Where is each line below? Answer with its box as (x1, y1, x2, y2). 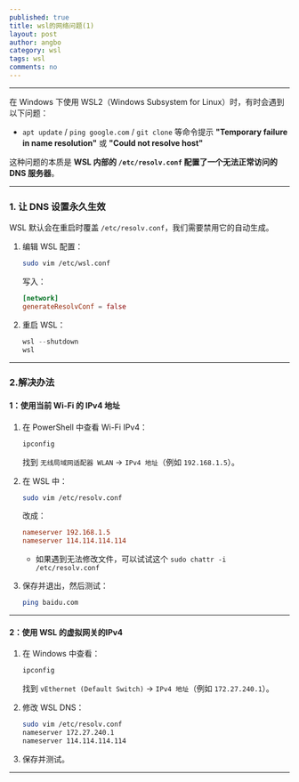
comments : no (9, 63, 58, 72)
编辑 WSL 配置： (21, 241, 84, 252)
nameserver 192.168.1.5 (21, 528, 111, 537)
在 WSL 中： (21, 475, 69, 486)
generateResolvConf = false (21, 302, 126, 311)
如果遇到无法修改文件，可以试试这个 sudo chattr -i (35, 553, 227, 565)
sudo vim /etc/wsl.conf (21, 259, 111, 268)
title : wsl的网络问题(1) (9, 21, 95, 30)
